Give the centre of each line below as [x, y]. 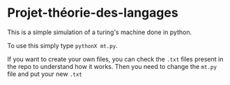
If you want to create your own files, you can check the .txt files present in [115, 59]
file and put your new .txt [45, 74]
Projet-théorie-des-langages [93, 13]
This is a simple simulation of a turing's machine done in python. [100, 32]
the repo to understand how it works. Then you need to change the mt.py [112, 66]
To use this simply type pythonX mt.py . [63, 45]
